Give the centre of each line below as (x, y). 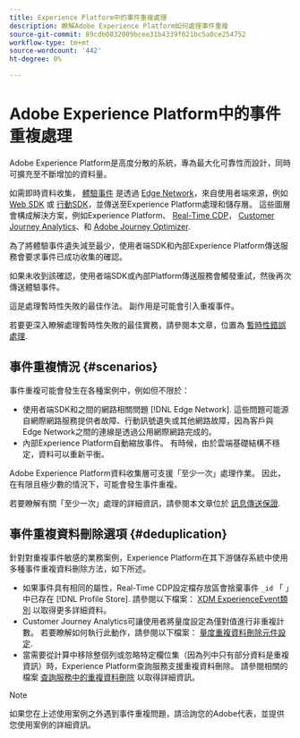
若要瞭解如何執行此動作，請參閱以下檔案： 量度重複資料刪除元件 (159, 632)
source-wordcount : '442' (56, 51)
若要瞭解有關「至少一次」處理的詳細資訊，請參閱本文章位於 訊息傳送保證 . (145, 503)
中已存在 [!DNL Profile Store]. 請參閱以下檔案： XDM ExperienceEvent (151, 598)
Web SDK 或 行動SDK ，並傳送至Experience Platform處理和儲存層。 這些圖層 (150, 204)
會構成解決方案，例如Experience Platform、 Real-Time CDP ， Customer (142, 215)
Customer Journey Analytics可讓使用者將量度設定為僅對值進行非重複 (149, 621)
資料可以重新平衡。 (73, 454)
